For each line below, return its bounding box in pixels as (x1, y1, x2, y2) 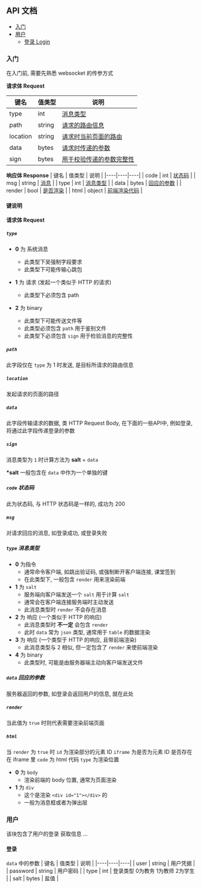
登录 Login (23, 38, 51, 45)
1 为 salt (14, 584, 37, 591)
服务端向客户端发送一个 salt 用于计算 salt (23, 591, 129, 598)
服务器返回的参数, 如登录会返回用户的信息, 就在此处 (6, 690, 134, 698)
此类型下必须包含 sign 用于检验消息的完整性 (23, 332, 134, 339)
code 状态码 (6, 484, 34, 491)
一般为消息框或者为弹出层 (23, 799, 88, 806)
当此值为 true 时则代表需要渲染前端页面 (6, 719, 105, 726)
